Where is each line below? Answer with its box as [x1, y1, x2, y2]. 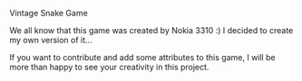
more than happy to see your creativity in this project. [9, 62, 209, 72]
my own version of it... [9, 35, 93, 45]
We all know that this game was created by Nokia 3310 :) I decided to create [9, 25, 294, 35]
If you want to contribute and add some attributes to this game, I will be [9, 52, 276, 62]
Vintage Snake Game [9, 8, 88, 18]
